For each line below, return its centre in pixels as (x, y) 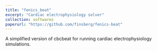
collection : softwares (30, 19)
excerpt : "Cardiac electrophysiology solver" (55, 15)
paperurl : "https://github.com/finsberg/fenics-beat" (64, 24)
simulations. (18, 44)
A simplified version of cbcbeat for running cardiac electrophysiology (79, 39)
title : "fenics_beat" (28, 10)
